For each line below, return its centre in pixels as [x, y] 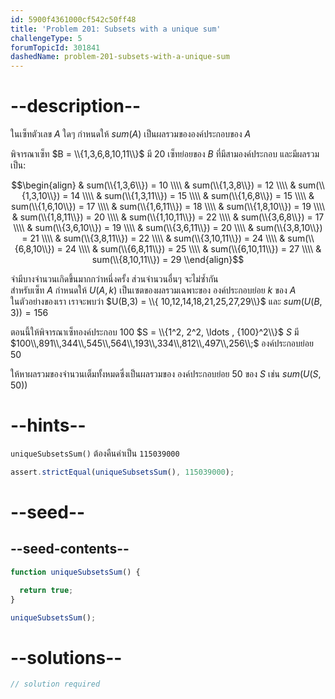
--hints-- [48, 425]
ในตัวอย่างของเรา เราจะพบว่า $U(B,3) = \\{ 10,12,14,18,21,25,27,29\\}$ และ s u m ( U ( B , [166, 302]
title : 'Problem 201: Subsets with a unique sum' [116, 29]
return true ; [46, 590]
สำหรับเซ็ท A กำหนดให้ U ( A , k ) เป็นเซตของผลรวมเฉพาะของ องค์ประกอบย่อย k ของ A [153, 290]
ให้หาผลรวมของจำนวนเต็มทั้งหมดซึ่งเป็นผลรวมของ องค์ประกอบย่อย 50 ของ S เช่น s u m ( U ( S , [166, 374]
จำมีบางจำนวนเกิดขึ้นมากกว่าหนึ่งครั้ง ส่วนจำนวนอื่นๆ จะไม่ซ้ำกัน [114, 279]
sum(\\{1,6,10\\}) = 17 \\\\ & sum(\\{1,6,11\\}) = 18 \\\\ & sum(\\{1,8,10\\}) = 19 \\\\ [168, 207]
